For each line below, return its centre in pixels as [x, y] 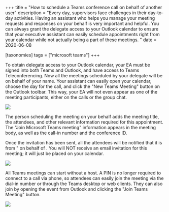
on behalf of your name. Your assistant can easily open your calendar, [78, 81]
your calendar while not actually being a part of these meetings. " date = [81, 40]
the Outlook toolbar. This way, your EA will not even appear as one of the [81, 92]
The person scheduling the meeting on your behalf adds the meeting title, [82, 117]
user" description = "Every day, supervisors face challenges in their [76, 13]
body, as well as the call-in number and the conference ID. [66, 133]
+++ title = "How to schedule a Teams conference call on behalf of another [84, 7]
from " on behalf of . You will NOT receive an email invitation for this [76, 148]
